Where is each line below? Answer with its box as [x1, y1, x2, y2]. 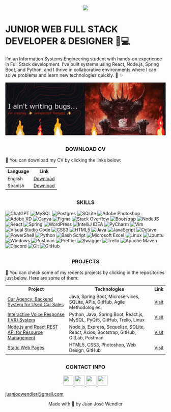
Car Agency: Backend [7, 296, 53, 302]
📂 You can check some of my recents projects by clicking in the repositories [5, 269, 165, 276]
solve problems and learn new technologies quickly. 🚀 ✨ [5, 72, 124, 78]
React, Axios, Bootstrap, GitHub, [69, 329, 136, 335]
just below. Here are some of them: [5, 274, 79, 281]
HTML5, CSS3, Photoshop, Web [69, 342, 136, 348]
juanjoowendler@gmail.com [5, 391, 64, 397]
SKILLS [76, 199, 95, 206]
